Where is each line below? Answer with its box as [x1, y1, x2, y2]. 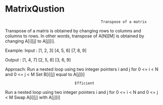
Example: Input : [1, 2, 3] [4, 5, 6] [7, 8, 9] [5, 47, 87, 53]
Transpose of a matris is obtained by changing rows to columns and [5, 28, 141, 33]
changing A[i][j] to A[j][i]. [5, 38, 55, 44]
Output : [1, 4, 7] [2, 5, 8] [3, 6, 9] [5, 57, 71, 62]
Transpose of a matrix [101, 19, 147, 24]
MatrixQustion [5, 3, 65, 15]
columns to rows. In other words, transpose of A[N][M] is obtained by [5, 33, 145, 39]
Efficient [74, 81, 95, 86]
